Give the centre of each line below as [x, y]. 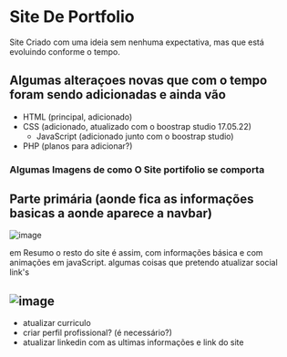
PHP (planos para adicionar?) [77, 146]
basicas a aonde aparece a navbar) [111, 213]
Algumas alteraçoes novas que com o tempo [138, 81]
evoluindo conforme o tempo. [65, 51]
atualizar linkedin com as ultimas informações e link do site [133, 342]
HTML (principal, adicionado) [77, 117]
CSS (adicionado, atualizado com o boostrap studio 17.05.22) [137, 126]
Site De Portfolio [72, 17]
